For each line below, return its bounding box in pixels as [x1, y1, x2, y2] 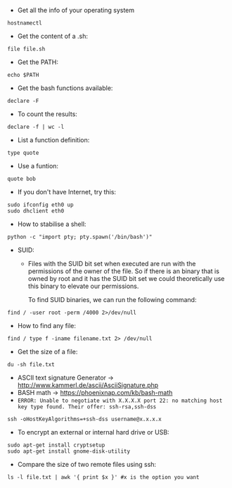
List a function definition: [17, 136, 90, 144]
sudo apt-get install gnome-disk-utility [7, 448, 131, 455]
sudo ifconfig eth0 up [7, 201, 74, 208]
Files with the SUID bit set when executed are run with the [27, 260, 196, 268]
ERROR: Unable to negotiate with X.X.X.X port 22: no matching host [17, 397, 223, 404]
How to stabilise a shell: [17, 220, 86, 228]
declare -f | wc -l [7, 123, 65, 130]
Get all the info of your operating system [17, 6, 135, 14]
